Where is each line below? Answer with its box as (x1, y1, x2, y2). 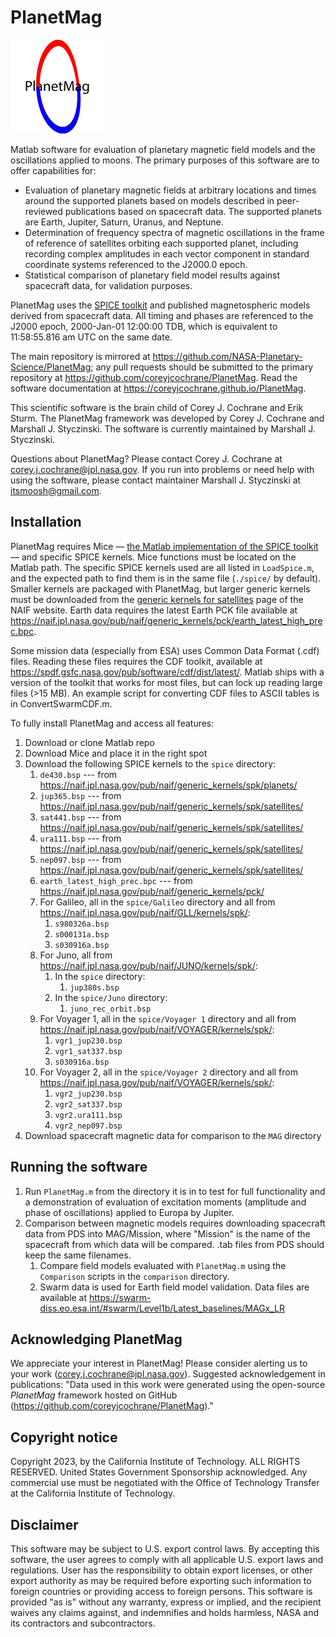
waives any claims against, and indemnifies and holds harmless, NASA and (10, 1607, 319, 1618)
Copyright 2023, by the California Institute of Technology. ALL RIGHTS (10, 1456, 301, 1468)
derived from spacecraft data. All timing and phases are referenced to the (10, 309, 314, 321)
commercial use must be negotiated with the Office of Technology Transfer (10, 1477, 320, 1489)
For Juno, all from (39, 949, 113, 961)
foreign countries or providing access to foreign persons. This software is (10, 1586, 313, 1597)
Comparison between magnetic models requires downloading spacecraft (24, 1217, 326, 1229)
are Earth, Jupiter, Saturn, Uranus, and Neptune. (24, 216, 224, 228)
